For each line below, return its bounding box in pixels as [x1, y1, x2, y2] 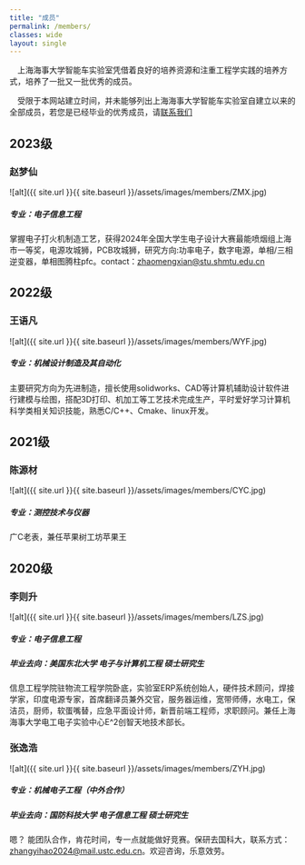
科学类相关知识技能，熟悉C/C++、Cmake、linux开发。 [9, 405, 213, 416]
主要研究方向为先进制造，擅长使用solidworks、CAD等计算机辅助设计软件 [9, 383, 282, 393]
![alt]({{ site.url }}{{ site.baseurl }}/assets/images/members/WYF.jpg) [9, 335, 268, 346]
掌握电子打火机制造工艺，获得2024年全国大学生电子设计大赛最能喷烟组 [9, 233, 276, 244]
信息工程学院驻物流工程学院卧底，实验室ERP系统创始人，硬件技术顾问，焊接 [9, 682, 295, 693]
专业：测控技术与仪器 [9, 506, 89, 518]
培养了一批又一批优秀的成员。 [25, 76, 137, 87]
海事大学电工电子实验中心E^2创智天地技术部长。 [9, 717, 191, 728]
